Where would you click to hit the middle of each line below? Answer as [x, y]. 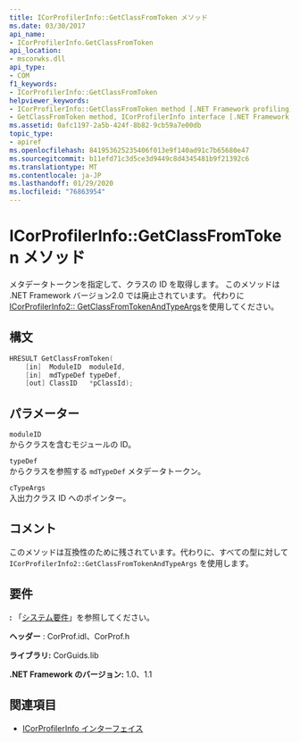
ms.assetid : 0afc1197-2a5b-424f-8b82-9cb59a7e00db [105, 126]
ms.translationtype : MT [54, 167]
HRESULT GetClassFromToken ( [62, 358]
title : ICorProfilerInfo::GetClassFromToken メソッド [108, 17]
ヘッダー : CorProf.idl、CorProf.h [70, 636]
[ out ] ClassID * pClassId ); [79, 384]
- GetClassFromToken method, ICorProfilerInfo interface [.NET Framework [150, 117]
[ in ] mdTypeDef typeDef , [74, 375]
